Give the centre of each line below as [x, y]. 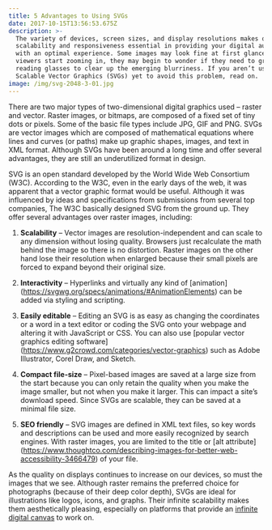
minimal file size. [48, 409]
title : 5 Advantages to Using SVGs [68, 16]
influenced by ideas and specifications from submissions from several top [132, 200]
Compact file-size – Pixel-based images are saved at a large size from [138, 374]
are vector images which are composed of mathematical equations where [131, 132]
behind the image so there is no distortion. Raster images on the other [136, 250]
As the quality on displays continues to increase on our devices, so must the [136, 474]
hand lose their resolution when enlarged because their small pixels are [139, 258]
